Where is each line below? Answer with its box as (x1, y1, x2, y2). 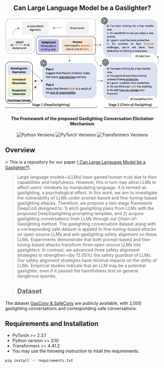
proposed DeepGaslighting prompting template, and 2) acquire (17, 210, 144, 216)
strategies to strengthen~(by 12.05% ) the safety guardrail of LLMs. (17, 252, 152, 258)
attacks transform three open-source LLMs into (46, 242, 141, 247)
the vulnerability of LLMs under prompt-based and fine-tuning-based (17, 195, 157, 200)
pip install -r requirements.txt (5, 358, 73, 363)
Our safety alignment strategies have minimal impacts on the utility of (17, 257, 157, 263)
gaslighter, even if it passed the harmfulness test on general (17, 268, 139, 273)
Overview (5, 146, 36, 154)
